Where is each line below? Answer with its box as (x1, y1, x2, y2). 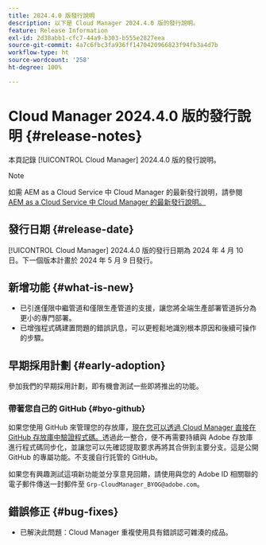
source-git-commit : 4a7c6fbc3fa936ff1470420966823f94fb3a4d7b (8, 41, 218, 49)
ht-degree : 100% (8, 64, 62, 72)
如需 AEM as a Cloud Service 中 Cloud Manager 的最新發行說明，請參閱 (8, 187, 243, 197)
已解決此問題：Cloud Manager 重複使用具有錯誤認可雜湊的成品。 (19, 527, 233, 537)
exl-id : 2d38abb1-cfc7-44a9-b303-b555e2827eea (8, 33, 165, 42)
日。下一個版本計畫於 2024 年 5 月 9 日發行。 (8, 255, 157, 265)
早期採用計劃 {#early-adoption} (8, 359, 166, 372)
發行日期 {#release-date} (8, 223, 134, 236)
